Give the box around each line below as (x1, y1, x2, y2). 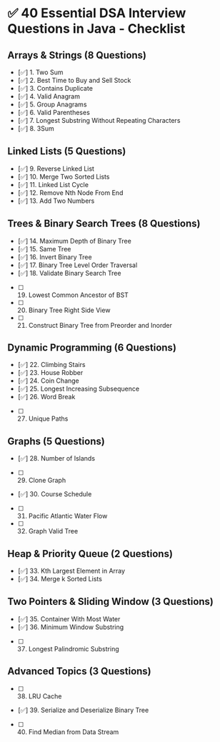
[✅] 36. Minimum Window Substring (17, 623, 124, 631)
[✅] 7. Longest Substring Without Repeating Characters (17, 116, 181, 124)
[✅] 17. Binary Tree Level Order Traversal (17, 261, 138, 269)
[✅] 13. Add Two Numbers (17, 196, 95, 205)
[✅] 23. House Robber (17, 369, 84, 377)
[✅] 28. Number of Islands (17, 454, 95, 463)
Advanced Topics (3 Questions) (7, 666, 151, 678)
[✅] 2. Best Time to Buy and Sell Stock (17, 76, 131, 84)
